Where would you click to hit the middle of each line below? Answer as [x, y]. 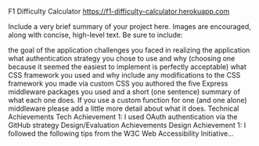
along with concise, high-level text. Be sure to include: [95, 35]
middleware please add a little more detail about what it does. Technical [124, 108]
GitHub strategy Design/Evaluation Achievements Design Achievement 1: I [127, 125]
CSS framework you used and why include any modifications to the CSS [124, 75]
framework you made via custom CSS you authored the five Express [118, 83]
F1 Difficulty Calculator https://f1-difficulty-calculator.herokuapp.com [119, 11]
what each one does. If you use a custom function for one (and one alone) [128, 100]
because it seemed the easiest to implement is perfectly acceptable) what [127, 67]
